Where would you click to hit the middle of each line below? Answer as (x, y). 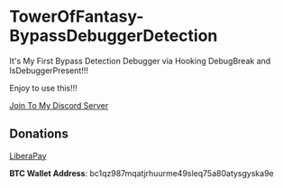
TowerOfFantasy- (77, 17)
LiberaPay (28, 155)
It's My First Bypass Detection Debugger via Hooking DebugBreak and (140, 61)
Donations (39, 134)
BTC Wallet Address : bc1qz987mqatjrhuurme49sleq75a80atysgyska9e (141, 173)
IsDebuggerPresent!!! (49, 70)
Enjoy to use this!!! (44, 88)
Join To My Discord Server (59, 105)
